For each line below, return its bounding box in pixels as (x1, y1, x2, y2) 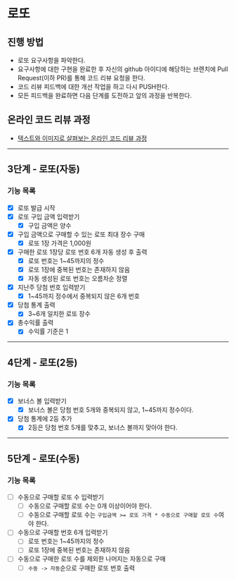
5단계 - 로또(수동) (7, 452, 80, 465)
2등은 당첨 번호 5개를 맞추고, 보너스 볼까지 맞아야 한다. (27, 423, 178, 432)
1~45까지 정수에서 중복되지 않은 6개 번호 (27, 292, 140, 300)
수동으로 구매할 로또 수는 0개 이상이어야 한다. (27, 501, 152, 511)
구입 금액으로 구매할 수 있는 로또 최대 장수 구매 (17, 230, 145, 238)
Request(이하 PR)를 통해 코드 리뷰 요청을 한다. (17, 74, 145, 82)
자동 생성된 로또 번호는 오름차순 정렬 (27, 274, 128, 282)
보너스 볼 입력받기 (17, 397, 67, 406)
